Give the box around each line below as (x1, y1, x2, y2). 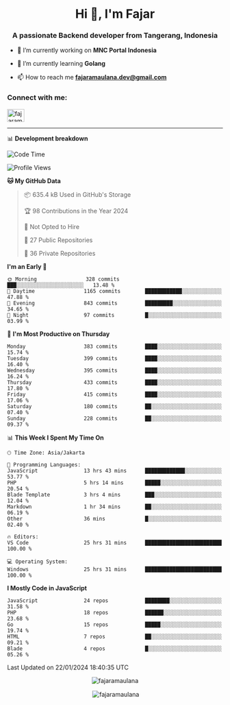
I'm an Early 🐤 (7, 262, 47, 270)
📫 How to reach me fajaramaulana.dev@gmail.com (16, 73, 167, 82)
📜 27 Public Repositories (23, 236, 93, 244)
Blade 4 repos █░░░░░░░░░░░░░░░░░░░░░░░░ (7, 645, 222, 652)
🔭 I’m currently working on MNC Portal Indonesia (16, 46, 157, 54)
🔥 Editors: (7, 533, 39, 540)
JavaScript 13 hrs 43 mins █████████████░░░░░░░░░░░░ (7, 467, 222, 474)
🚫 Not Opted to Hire (23, 222, 80, 230)
